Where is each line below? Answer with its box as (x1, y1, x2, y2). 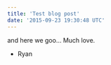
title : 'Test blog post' (7, 10, 80, 17)
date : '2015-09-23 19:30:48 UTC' (7, 17, 105, 24)
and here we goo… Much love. (7, 36, 96, 44)
